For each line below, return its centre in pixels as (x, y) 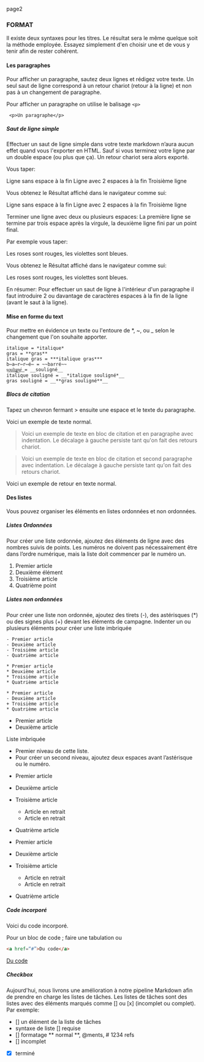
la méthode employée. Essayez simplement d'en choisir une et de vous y (98, 45)
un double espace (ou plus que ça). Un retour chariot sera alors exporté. (98, 157)
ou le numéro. (33, 764)
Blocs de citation (28, 394)
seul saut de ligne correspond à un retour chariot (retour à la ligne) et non (99, 85)
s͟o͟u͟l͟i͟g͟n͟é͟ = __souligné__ (35, 369)
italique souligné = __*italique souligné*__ (65, 375)
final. (13, 230)
